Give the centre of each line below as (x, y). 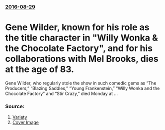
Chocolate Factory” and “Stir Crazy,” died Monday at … (62, 93)
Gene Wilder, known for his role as (77, 27)
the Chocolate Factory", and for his (79, 48)
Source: (15, 106)
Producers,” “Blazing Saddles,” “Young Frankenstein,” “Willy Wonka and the (82, 88)
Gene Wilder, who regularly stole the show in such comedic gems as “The (81, 83)
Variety (20, 117)
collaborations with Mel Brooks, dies (82, 59)
